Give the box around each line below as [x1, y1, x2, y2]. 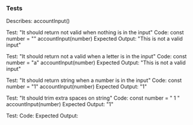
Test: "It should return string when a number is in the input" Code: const [6, 77, 182, 84]
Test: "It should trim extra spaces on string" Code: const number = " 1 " [6, 94, 180, 101]
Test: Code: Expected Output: [6, 112, 79, 119]
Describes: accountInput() [6, 18, 70, 25]
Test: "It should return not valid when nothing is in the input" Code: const [6, 29, 184, 36]
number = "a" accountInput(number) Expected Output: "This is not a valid [6, 59, 186, 66]
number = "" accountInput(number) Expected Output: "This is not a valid [6, 35, 183, 42]
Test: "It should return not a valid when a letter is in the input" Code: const [6, 53, 187, 60]
